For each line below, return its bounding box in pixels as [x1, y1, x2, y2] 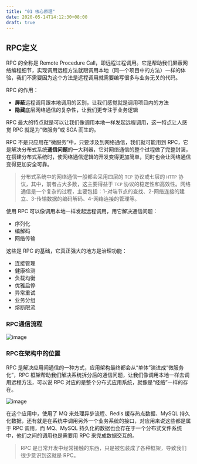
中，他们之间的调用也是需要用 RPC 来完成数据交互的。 [6, 432, 138, 439]
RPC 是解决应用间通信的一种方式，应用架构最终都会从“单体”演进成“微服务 [6, 364, 184, 371]
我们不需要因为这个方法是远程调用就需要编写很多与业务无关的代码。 [16, 74, 181, 81]
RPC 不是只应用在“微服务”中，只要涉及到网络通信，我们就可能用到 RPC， [6, 139, 184, 146]
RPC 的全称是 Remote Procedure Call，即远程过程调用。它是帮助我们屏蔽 [6, 59, 183, 66]
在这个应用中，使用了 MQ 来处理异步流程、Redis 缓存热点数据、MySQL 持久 [6, 409, 191, 417]
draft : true [6, 19, 35, 25]
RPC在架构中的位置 [6, 349, 60, 358]
